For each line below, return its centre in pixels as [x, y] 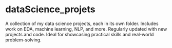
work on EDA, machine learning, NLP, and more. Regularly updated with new [86, 29]
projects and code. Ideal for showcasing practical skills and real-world [80, 34]
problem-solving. [24, 40]
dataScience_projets [51, 9]
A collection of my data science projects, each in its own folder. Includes [82, 23]
